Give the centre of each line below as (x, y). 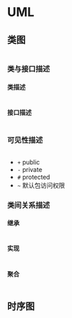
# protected (34, 177)
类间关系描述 (29, 205)
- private (30, 169)
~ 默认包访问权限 (41, 185)
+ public (28, 162)
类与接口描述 (29, 68)
